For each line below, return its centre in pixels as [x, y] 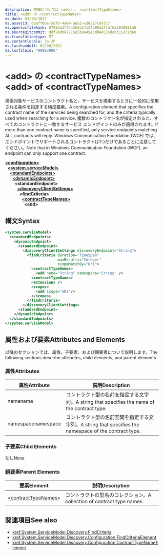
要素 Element [34, 486]
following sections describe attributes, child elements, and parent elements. [81, 358]
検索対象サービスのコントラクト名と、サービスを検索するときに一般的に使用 [82, 101]
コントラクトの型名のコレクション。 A [108, 495]
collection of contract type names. [104, 502]
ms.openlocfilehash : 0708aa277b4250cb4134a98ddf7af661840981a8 [71, 28]
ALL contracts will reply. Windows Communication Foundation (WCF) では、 [82, 136]
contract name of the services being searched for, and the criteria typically [80, 112]
